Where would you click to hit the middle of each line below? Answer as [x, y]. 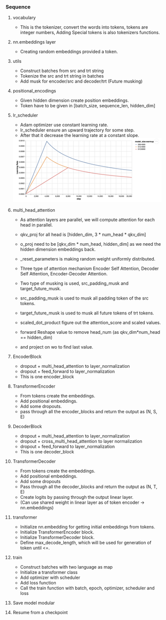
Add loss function [38, 582]
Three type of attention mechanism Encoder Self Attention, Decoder [89, 268]
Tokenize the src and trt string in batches [62, 76]
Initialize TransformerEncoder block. [57, 532]
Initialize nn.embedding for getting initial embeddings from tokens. [87, 527]
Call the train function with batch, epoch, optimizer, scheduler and [87, 588]
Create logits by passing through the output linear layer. [77, 497]
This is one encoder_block [47, 376]
